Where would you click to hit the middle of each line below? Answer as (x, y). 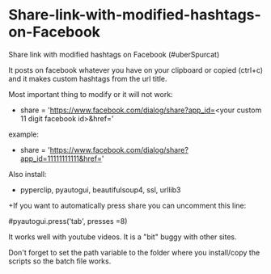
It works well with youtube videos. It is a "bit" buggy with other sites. (123, 237)
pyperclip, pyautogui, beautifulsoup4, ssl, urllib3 (100, 190)
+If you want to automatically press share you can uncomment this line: (127, 205)
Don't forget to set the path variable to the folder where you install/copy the (134, 252)
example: (23, 134)
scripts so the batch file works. (60, 261)
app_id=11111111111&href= (61, 158)
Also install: (28, 174)
